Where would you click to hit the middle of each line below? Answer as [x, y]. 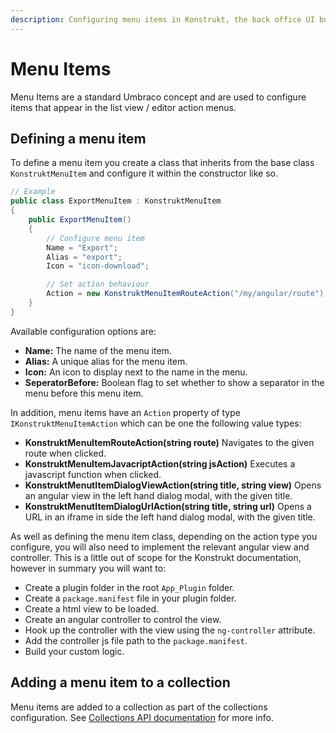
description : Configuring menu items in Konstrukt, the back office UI [162, 19]
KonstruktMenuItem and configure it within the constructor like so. [144, 173]
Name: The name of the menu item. [98, 350]
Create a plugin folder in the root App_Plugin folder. [129, 587]
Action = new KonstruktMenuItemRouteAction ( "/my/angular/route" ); [187, 294]
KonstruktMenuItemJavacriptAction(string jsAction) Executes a [160, 463]
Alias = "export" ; [84, 257]
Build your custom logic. [74, 651]
